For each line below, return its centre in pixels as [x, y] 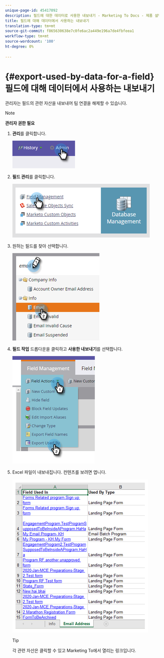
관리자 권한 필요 [20, 123]
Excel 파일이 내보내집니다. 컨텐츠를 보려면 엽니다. [59, 472]
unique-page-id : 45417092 [31, 10]
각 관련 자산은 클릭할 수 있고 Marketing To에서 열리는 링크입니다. [74, 650]
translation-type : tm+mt [30, 26]
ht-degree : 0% [20, 47]
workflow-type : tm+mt [27, 36]
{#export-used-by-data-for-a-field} [80, 76]
